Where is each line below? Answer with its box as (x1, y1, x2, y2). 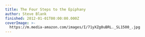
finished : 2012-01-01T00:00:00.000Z (5, 16, 79, 21)
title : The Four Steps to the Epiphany (5, 7, 86, 12)
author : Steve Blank (5, 12, 47, 16)
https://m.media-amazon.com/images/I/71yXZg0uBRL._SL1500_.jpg (9, 25, 140, 30)
